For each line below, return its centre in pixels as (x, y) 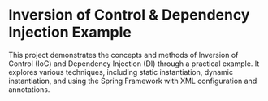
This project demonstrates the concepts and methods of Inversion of (123, 55)
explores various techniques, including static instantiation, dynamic (121, 72)
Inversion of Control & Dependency (129, 15)
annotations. (29, 89)
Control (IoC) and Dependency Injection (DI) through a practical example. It (134, 64)
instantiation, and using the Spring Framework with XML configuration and (133, 81)
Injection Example (70, 32)
